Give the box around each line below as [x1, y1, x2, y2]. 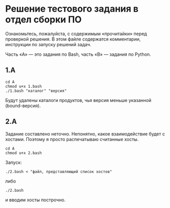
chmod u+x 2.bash [5, 150, 42, 155]
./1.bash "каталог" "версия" [5, 88, 67, 93]
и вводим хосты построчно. [5, 196, 66, 203]
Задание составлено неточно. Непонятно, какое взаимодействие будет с [5, 130, 165, 137]
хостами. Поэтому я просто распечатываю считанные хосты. [5, 136, 139, 142]
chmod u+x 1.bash [5, 84, 42, 89]
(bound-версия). [5, 102, 41, 109]
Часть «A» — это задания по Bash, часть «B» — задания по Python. [5, 51, 151, 57]
